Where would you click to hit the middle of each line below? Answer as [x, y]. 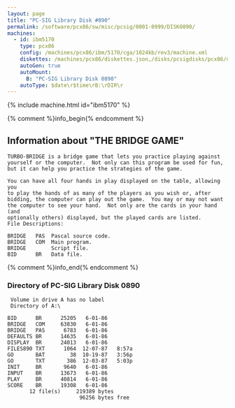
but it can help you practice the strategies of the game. [95, 169]
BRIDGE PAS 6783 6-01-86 [58, 330]
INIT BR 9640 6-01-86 [58, 367]
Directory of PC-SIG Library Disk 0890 [74, 285]
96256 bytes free [105, 398]
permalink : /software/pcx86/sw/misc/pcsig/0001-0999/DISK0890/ [101, 27]
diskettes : [36, 59]
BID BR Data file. [45, 255]
